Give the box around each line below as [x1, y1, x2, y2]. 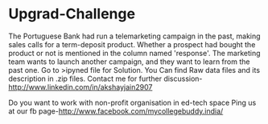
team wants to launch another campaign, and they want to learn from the [8, 57, 250, 66]
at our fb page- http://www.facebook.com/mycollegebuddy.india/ [8, 106, 224, 116]
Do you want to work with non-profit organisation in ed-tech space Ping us [8, 98, 257, 107]
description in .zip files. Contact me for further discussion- [8, 74, 203, 83]
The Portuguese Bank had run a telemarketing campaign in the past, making [8, 31, 261, 41]
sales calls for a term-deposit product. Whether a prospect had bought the [8, 39, 256, 49]
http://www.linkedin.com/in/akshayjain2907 [8, 82, 153, 92]
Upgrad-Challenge [8, 5, 135, 23]
